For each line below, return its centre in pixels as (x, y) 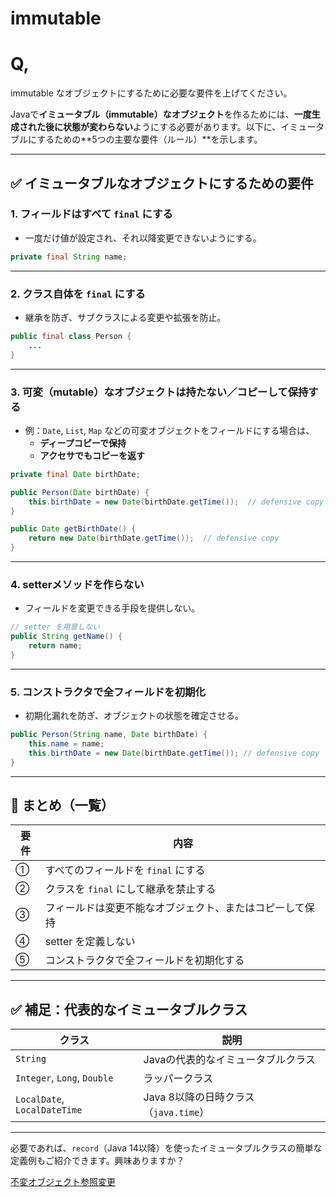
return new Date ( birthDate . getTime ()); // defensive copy (154, 538)
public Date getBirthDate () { (73, 529)
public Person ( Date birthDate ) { (80, 492)
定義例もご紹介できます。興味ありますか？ (97, 1161)
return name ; (55, 646)
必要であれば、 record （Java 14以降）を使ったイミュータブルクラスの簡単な (166, 1148)
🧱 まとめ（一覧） (62, 805)
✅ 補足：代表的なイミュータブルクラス (129, 1009)
